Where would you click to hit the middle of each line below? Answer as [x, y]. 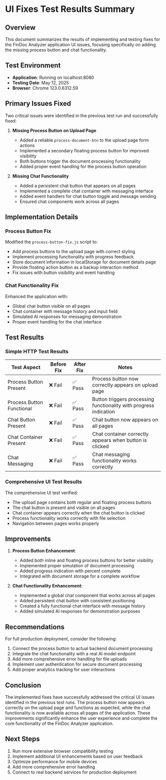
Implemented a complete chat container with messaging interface [86, 191]
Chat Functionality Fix [32, 285]
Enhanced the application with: [37, 296]
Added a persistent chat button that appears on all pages [78, 186]
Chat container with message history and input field [65, 311]
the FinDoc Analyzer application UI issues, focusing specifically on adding [81, 45]
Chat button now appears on [125, 420]
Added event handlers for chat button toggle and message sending [88, 196]
